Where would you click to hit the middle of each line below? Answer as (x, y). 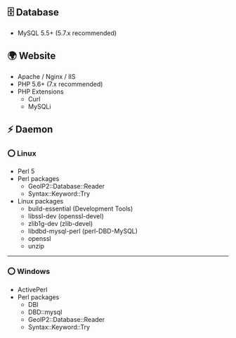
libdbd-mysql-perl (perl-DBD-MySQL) (83, 231)
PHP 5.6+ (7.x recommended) (60, 84)
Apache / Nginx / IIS (46, 76)
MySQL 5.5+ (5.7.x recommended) (67, 33)
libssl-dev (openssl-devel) (66, 216)
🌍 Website (32, 56)
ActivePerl (32, 289)
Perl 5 (26, 171)
